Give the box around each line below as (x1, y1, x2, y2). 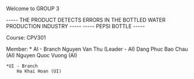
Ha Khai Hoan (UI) (16, 68, 62, 74)
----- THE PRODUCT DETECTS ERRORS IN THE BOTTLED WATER (6, 17, 166, 23)
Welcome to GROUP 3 (6, 5, 60, 12)
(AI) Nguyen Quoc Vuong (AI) (6, 52, 78, 58)
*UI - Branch (6, 63, 38, 69)
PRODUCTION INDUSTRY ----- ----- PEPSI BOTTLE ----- (6, 23, 145, 29)
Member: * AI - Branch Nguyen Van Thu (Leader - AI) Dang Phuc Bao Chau (6, 45, 188, 52)
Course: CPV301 (6, 34, 46, 41)
